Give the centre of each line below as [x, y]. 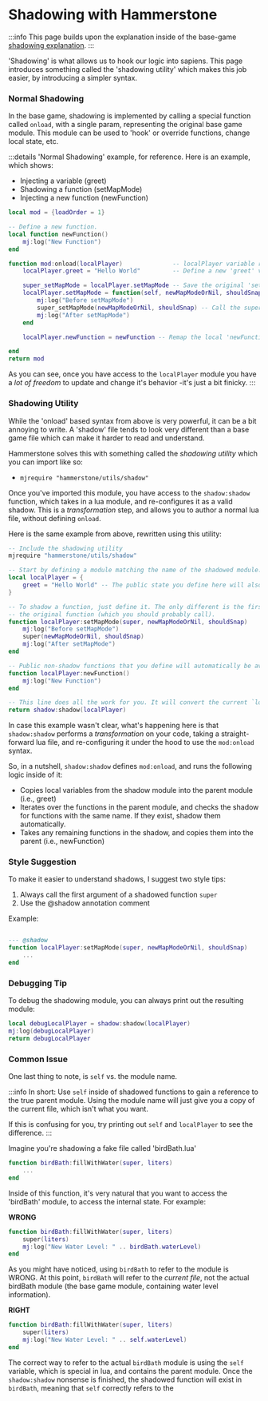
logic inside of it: [35, 775]
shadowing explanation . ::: [51, 45]
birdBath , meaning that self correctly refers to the [91, 1387]
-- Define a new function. [53, 227]
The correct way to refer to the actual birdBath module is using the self [126, 1362]
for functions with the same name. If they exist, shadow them [120, 816]
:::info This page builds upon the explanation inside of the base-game [122, 37]
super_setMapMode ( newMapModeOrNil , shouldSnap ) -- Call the [139, 308]
